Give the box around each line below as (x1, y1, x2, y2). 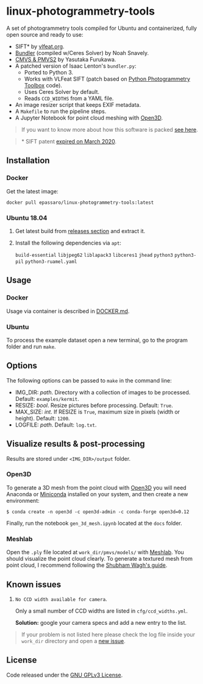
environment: (6, 497, 40, 504)
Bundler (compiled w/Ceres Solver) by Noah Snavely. (15, 49, 149, 56)
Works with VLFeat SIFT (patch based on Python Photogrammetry (24, 75, 191, 82)
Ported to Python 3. (24, 68, 74, 76)
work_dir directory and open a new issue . (21, 637, 126, 644)
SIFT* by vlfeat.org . (15, 43, 65, 50)
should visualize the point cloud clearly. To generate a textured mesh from (6, 555, 193, 563)
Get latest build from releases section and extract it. (15, 227, 146, 234)
